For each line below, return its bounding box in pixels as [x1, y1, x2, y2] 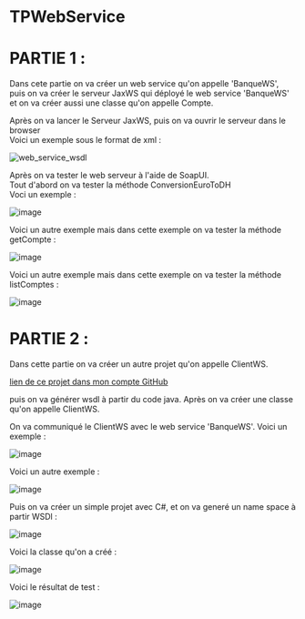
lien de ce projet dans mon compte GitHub [9, 376, 168, 388]
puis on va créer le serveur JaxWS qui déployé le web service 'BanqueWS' [9, 88, 290, 99]
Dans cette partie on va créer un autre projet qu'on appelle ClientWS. [9, 359, 269, 370]
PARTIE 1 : [9, 48, 86, 69]
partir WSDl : [9, 512, 57, 523]
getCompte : [9, 234, 56, 245]
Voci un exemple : [9, 189, 76, 200]
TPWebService [9, 6, 126, 27]
